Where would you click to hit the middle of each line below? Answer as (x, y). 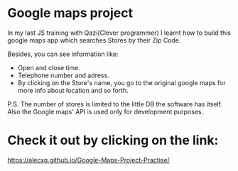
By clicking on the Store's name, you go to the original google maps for (121, 82)
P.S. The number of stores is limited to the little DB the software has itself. (115, 104)
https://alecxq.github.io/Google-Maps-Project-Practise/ (89, 160)
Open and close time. (49, 67)
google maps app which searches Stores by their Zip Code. (94, 40)
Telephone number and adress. (63, 75)
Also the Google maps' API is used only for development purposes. (106, 111)
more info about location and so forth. (73, 90)
